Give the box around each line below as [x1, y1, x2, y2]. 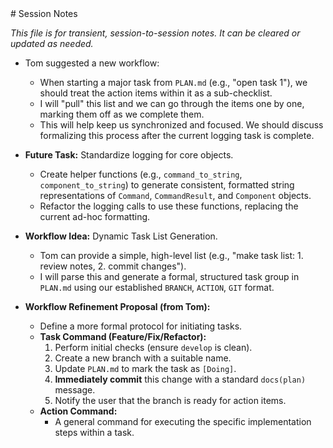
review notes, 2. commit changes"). [39, 260, 187, 272]
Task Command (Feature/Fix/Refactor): [39, 331, 207, 342]
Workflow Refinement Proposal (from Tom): [24, 301, 211, 312]
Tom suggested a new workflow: [24, 57, 160, 69]
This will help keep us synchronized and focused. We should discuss [39, 119, 324, 131]
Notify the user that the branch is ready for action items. [54, 395, 287, 406]
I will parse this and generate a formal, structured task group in [39, 271, 300, 282]
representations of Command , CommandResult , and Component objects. [39, 190, 312, 201]
